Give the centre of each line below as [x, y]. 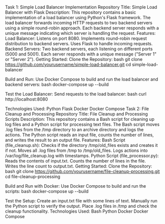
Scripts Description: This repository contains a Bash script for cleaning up [80, 119]
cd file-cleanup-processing [33, 177]
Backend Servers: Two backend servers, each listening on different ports [79, 49]
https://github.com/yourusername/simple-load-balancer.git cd [68, 64]
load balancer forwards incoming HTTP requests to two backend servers [79, 23]
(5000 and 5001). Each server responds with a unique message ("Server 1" [81, 54]
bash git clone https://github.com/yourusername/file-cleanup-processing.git [82, 171]
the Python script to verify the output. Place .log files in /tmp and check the [81, 206]
